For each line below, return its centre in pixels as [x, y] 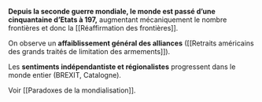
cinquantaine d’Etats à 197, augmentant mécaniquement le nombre [118, 20]
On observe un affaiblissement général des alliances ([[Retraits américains [131, 43]
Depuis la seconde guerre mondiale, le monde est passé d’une [112, 11]
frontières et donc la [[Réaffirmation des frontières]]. [93, 28]
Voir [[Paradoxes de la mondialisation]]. [72, 90]
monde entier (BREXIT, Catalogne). [65, 75]
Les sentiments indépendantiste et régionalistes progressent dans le [122, 67]
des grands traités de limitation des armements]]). [89, 51]
